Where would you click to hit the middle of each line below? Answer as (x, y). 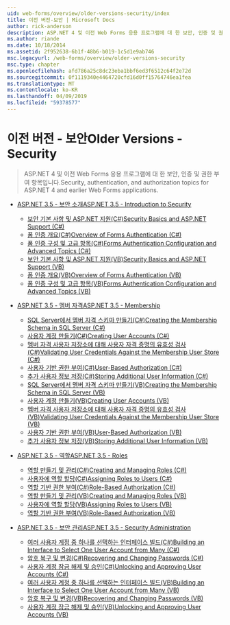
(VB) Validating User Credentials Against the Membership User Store (123, 416)
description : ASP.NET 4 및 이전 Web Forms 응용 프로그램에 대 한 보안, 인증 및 (111, 33)
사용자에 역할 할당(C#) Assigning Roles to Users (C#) (100, 478)
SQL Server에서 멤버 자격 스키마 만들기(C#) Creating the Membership (122, 320)
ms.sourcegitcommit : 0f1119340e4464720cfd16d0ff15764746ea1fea (99, 77)
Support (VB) (46, 267)
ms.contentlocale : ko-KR (42, 90)
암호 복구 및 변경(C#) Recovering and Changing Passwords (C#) (115, 558)
